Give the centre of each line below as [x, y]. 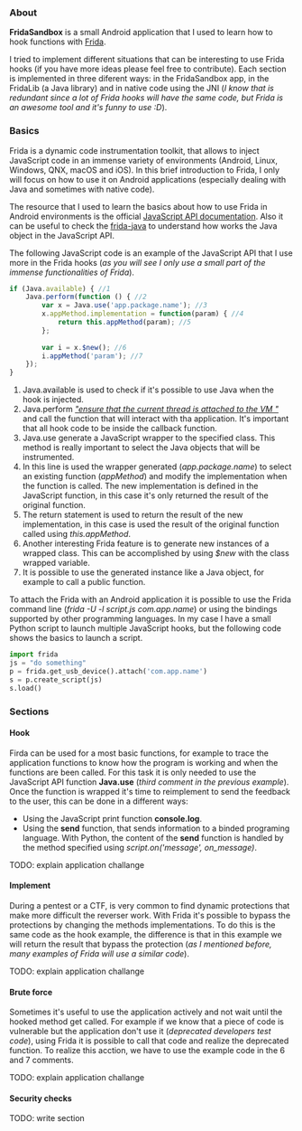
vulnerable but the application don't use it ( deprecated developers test [141, 1032]
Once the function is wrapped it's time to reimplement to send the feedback [150, 791]
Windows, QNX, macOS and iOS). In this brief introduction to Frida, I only [145, 170]
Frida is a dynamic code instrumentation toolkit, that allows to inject [134, 150]
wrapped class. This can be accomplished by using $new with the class [156, 553]
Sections [29, 712]
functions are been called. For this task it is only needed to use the [133, 772]
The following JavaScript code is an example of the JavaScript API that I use [151, 253]
